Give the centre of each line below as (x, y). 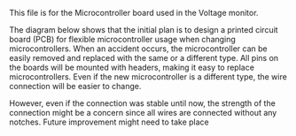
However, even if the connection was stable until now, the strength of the (143, 103)
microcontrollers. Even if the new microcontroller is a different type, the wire (148, 77)
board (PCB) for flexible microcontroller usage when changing (123, 39)
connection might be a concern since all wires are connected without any (143, 113)
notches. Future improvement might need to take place (109, 122)
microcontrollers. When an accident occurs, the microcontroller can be (138, 49)
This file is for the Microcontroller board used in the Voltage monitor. (134, 13)
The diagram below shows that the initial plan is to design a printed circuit (144, 30)
